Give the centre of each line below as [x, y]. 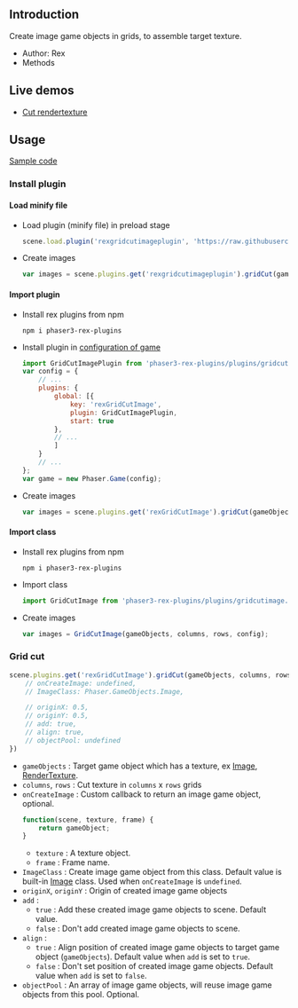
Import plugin [35, 294]
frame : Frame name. [73, 862]
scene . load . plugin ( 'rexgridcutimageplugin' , [106, 241]
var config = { [50, 372]
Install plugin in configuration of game [91, 347]
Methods [38, 62]
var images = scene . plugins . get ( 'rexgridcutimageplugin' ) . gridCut [147, 274]
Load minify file [39, 205]
